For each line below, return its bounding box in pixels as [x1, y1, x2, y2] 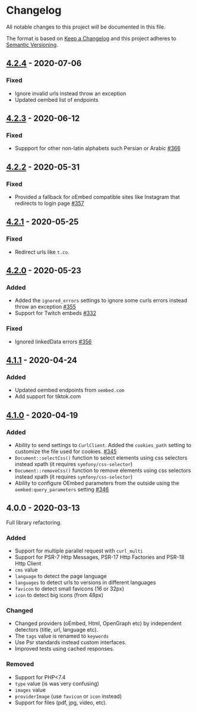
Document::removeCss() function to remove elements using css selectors [14, 467, 191, 474]
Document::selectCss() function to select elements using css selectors [14, 454, 188, 461]
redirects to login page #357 [14, 200, 84, 207]
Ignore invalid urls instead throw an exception [14, 90, 126, 97]
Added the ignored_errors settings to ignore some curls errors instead [14, 297, 188, 304]
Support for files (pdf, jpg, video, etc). [14, 699, 107, 706]
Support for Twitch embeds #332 [14, 310, 97, 317]
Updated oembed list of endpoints [14, 96, 99, 103]
